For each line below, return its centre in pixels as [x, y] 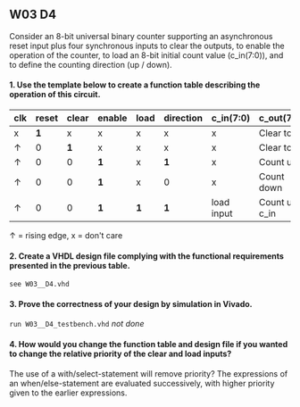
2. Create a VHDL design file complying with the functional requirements [146, 256]
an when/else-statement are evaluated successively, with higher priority [142, 383]
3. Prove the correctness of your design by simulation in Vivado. [131, 303]
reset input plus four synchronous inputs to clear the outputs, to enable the [147, 46]
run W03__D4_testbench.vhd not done [77, 324]
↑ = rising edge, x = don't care [66, 236]
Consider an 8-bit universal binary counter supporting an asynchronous [141, 36]
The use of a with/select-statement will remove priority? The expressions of [149, 373]
